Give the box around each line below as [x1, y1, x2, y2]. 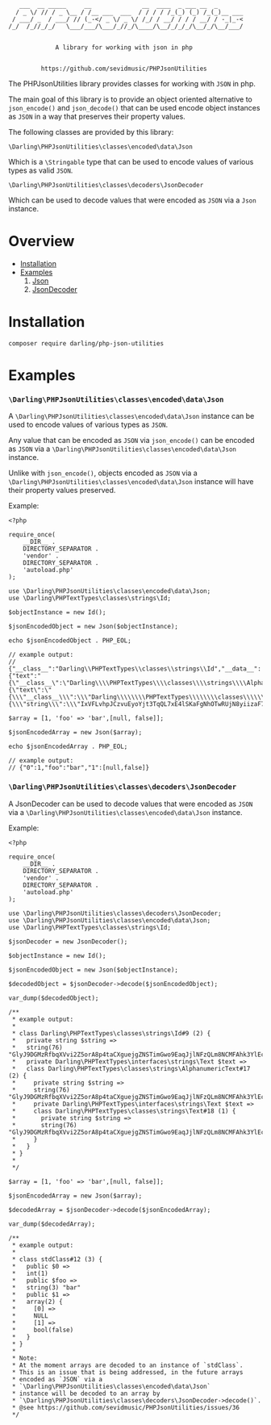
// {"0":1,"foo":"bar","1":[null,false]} [8, 764, 150, 772]
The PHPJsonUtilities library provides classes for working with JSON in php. [8, 79, 256, 88]
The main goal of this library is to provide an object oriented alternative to [8, 94, 252, 104]
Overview [8, 232, 75, 251]
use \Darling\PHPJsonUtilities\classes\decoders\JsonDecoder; [8, 909, 222, 917]
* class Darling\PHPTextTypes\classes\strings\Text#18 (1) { [11, 1107, 236, 1115]
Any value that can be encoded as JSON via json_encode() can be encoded [8, 436, 256, 445]
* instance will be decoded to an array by [11, 1389, 161, 1398]
